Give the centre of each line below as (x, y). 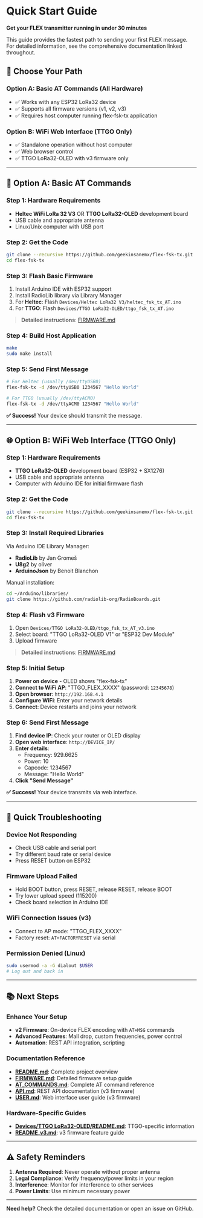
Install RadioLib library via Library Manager (68, 295)
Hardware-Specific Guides (46, 1113)
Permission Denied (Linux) (46, 953)
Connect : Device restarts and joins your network (76, 707)
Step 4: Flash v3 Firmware (45, 615)
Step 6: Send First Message (47, 722)
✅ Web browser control (44, 151)
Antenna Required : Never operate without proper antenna (87, 1171)
